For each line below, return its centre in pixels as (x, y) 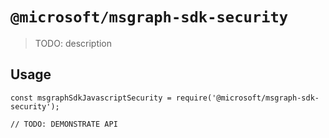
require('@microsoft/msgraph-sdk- (247, 98)
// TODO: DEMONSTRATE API (64, 124)
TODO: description (73, 43)
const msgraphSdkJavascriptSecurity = (91, 98)
